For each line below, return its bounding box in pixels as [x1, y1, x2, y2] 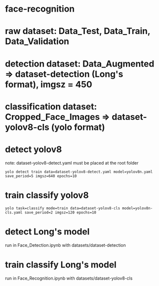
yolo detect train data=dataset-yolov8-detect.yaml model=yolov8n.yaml [5, 169, 153, 174]
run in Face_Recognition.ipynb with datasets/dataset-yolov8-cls [5, 275, 133, 281]
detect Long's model [5, 226, 90, 237]
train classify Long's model [5, 259, 117, 270]
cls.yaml [5, 210, 23, 215]
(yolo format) [51, 121, 105, 133]
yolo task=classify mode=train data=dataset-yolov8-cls [5, 205, 120, 211]
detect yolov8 [5, 144, 62, 155]
